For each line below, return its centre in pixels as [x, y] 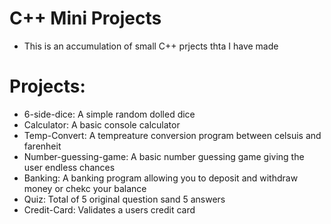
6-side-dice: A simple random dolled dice [109, 114]
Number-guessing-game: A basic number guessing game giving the [164, 156]
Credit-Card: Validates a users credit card [109, 209]
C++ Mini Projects [85, 18]
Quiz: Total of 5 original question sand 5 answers [124, 199]
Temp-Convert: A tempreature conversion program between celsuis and [172, 135]
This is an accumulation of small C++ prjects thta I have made [151, 46]
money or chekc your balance [85, 188]
